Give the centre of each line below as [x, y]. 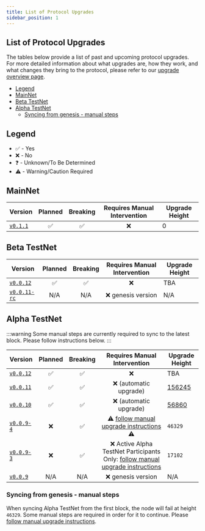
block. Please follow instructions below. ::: [59, 340]
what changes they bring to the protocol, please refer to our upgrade [93, 70]
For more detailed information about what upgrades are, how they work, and [102, 64]
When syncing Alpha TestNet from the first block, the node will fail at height [101, 508]
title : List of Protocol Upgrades [50, 12]
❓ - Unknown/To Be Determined [55, 163]
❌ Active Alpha [131, 444]
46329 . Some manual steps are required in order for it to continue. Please [97, 514]
